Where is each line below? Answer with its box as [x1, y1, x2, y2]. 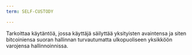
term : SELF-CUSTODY [6, 8, 54, 15]
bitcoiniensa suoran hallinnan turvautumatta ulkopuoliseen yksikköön [6, 36, 173, 43]
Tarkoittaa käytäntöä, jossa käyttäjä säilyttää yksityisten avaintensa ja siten [6, 30, 187, 37]
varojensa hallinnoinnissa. [6, 42, 68, 49]
